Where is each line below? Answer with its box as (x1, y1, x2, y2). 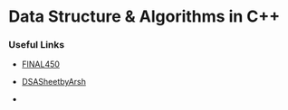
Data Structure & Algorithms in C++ (8, 6, 281, 27)
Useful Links (8, 39, 65, 51)
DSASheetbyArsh (21, 77, 87, 87)
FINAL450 (21, 59, 61, 69)
